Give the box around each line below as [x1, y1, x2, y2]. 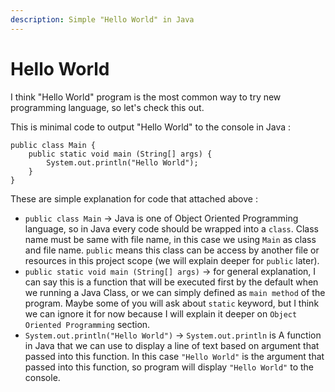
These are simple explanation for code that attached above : [10, 192, 258, 205]
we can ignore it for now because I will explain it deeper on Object [24, 307, 298, 320]
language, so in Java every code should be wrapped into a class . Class [24, 222, 319, 235]
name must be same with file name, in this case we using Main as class [24, 233, 317, 245]
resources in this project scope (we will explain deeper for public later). [24, 254, 320, 266]
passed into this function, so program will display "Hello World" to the [24, 361, 314, 373]
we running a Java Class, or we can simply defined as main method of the [24, 286, 326, 298]
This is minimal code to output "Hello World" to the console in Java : [10, 121, 292, 133]
